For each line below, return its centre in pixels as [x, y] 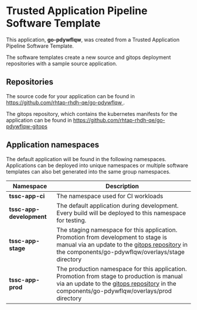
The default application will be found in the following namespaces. [86, 159]
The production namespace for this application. [122, 269]
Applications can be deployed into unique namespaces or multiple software [97, 165]
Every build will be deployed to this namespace [121, 213]
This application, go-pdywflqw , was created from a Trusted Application [93, 39]
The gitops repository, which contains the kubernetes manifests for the [92, 114]
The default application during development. [118, 205]
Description [122, 186]
